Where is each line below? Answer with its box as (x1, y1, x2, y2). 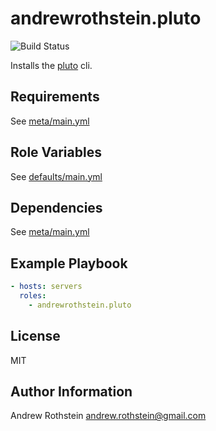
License (10, 328, 61, 345)
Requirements (10, 88, 100, 106)
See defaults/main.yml (10, 170, 103, 182)
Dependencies (10, 199, 103, 216)
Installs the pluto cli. (10, 59, 93, 71)
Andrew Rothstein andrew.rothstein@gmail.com (10, 410, 207, 422)
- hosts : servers (10, 282, 83, 292)
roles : (19, 291, 47, 301)
